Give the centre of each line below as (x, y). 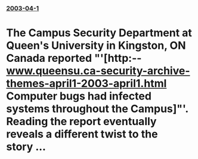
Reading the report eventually (81, 122)
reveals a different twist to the (82, 134)
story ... (26, 147)
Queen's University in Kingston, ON (96, 46)
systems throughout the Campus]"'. (98, 109)
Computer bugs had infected (79, 96)
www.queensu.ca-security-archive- (98, 71)
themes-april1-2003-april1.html (86, 84)
